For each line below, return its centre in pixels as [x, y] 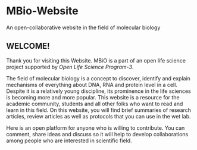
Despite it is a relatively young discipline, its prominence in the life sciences [99, 91]
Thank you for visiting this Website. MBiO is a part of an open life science [96, 60]
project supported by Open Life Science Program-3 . [70, 67]
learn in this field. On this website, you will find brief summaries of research [99, 110]
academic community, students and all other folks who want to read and [95, 104]
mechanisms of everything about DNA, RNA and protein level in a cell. [92, 85]
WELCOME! [28, 46]
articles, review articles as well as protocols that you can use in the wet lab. [99, 116]
